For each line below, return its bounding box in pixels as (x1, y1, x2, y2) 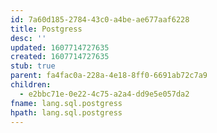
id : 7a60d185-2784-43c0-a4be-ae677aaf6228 (10, 14, 190, 25)
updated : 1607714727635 (10, 42, 110, 53)
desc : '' (10, 33, 47, 43)
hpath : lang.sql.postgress (10, 107, 123, 118)
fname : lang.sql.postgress (10, 98, 123, 108)
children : (10, 80, 52, 90)
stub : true (10, 61, 56, 71)
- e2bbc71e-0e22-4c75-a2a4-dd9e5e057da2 (19, 89, 190, 99)
